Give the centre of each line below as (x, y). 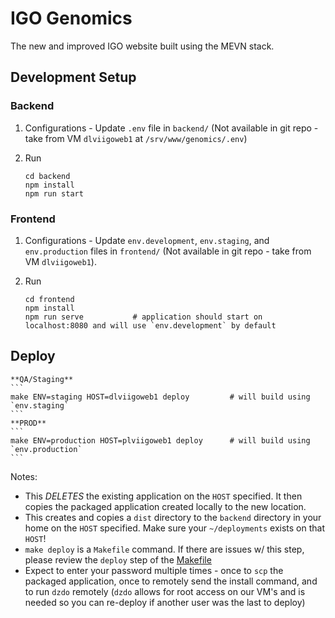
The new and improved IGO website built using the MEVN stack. (142, 46)
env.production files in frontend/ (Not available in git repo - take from (168, 251)
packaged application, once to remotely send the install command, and (171, 581)
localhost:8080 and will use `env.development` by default (150, 325)
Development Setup (73, 77)
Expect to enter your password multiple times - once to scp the (154, 570)
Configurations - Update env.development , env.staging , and (147, 240)
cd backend (47, 176)
